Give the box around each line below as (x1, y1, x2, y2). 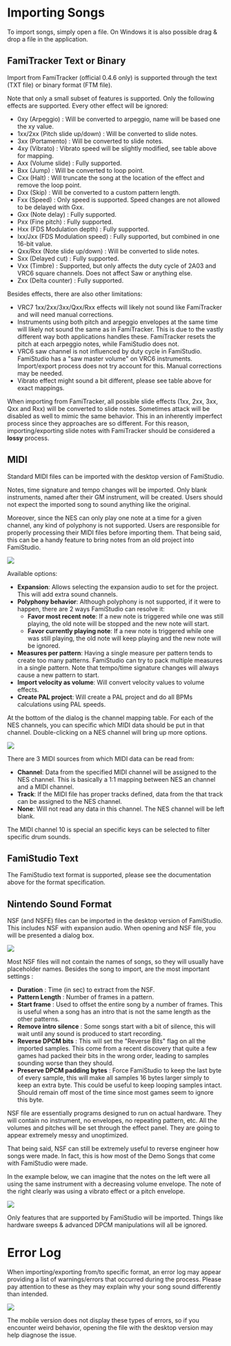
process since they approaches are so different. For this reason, (7, 419, 190, 427)
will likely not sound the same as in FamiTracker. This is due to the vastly (17, 325, 224, 333)
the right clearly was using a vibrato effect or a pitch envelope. (7, 1187, 185, 1195)
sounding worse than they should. (17, 1059, 114, 1068)
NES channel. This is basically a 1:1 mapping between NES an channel (17, 775, 216, 783)
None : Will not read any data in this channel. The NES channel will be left (17, 805, 225, 813)
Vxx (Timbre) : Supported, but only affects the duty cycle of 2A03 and (17, 261, 217, 270)
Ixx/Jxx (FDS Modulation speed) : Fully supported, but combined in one (17, 232, 220, 240)
